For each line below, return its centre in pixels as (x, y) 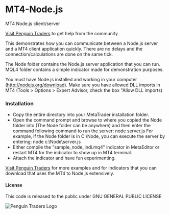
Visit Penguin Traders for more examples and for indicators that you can (81, 168)
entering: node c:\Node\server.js (47, 142)
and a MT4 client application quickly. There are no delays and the (74, 49)
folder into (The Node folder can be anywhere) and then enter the (82, 126)
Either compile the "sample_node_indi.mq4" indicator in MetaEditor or (86, 147)
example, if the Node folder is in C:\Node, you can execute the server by (89, 136)
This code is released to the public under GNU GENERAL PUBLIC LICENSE (83, 196)
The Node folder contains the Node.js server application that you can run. (83, 64)
